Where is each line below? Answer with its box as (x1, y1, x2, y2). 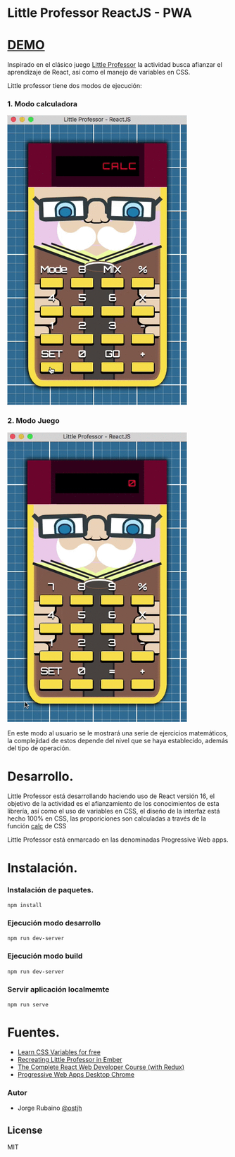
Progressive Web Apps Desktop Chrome (17, 1070, 135, 1078)
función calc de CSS (7, 821, 67, 830)
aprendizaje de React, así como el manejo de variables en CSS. (7, 68, 191, 77)
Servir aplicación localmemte (7, 984, 110, 994)
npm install (7, 902, 42, 909)
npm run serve (7, 1001, 49, 1009)
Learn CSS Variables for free (17, 1047, 101, 1056)
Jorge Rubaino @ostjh (17, 1104, 82, 1113)
